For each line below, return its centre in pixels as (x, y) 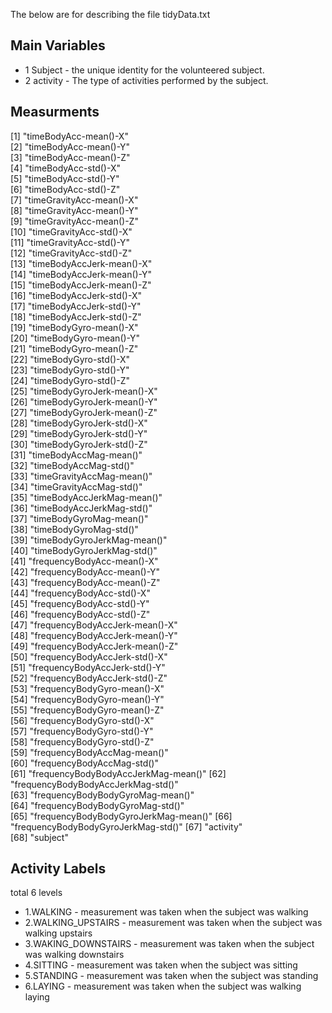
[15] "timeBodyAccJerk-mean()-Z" (81, 285)
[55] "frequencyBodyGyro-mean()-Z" (87, 710)
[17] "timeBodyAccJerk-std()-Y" (76, 306)
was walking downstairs (74, 955)
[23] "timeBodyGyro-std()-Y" (70, 370)
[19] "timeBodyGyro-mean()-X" (74, 327)
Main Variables (58, 45)
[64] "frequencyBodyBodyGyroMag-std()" (97, 805)
